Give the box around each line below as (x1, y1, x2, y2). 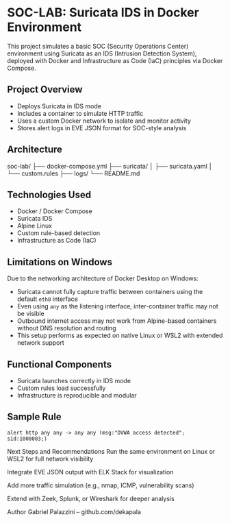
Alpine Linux (16, 221, 53, 230)
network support (16, 339, 65, 347)
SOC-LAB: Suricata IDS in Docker (7, 5, 200, 21)
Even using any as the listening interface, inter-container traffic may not (16, 302, 219, 311)
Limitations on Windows (7, 256, 113, 268)
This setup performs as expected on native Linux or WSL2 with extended (16, 331, 223, 340)
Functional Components (7, 358, 112, 370)
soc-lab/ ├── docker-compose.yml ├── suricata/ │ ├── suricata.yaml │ (7, 162, 214, 170)
